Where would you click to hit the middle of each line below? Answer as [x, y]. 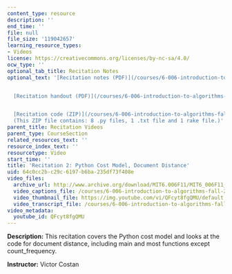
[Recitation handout [43, 96]
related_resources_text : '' [48, 140]
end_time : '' [26, 26]
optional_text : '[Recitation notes [58, 77]
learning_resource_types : [44, 45]
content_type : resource [41, 13]
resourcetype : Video [37, 153]
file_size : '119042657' [41, 39]
